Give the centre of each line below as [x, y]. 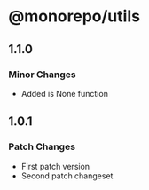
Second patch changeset [67, 176]
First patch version [55, 166]
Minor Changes [42, 75]
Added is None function [64, 93]
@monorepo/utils [74, 16]
